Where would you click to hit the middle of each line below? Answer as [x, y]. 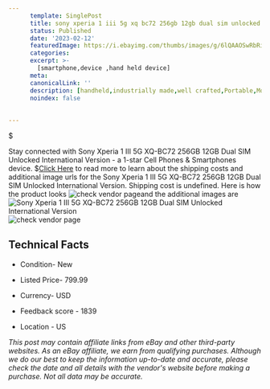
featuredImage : [55, 46]
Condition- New [46, 264]
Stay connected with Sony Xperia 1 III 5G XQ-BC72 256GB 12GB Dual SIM [130, 151]
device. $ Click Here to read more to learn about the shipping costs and [126, 168]
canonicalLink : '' [60, 83]
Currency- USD [45, 295]
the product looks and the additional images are [123, 194]
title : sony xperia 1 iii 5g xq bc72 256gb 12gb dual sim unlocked [145, 23]
